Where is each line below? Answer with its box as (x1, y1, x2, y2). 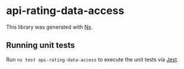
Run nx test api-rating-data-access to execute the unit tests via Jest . (6, 56, 179, 63)
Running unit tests (6, 40, 75, 50)
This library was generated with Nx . (6, 23, 93, 30)
